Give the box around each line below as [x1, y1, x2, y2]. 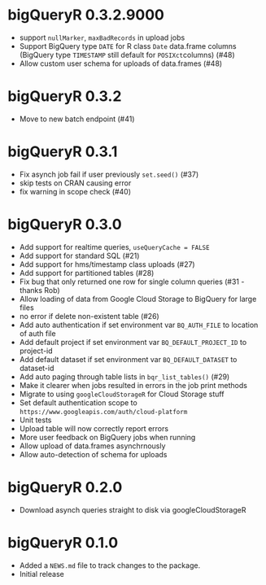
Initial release [19, 569, 64, 578]
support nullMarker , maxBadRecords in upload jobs [19, 33, 185, 42]
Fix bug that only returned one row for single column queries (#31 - [19, 277, 245, 286]
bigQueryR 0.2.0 [7, 478, 123, 496]
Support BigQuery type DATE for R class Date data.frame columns [19, 41, 237, 50]
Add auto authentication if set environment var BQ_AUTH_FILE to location [19, 320, 259, 330]
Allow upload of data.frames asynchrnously [19, 441, 166, 451]
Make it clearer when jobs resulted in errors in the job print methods [19, 380, 247, 390]
